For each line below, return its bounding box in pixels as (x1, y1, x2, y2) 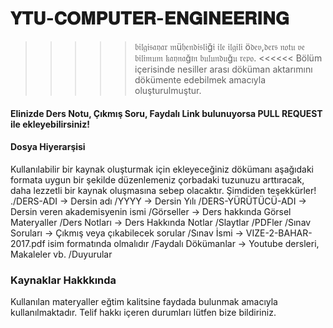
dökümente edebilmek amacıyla (134, 73, 267, 86)
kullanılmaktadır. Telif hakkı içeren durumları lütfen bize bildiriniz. (10, 307, 277, 319)
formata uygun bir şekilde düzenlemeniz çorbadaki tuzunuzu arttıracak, (10, 173, 305, 186)
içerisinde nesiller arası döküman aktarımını (134, 63, 313, 75)
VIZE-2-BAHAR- (245, 227, 313, 239)
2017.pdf (10, 237, 46, 249)
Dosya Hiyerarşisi (10, 141, 86, 153)
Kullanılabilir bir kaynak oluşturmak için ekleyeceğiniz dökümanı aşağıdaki (10, 163, 314, 175)
